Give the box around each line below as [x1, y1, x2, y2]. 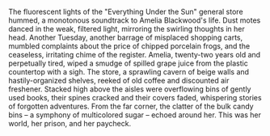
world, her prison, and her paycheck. [8, 119, 132, 128]
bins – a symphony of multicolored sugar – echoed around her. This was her [8, 110, 261, 120]
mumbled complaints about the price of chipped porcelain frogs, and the [8, 41, 251, 51]
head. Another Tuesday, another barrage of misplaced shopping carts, [8, 32, 243, 42]
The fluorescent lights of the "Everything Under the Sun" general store [8, 7, 244, 16]
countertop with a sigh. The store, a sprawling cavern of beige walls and [8, 67, 249, 76]
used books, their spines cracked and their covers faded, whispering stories [8, 93, 262, 102]
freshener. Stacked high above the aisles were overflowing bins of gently [8, 84, 251, 94]
